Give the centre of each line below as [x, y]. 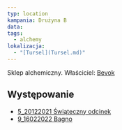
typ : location [28, 14]
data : [15, 27]
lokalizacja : [26, 46]
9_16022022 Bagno [45, 119]
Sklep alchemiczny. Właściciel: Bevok [61, 72]
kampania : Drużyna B [37, 20]
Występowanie [41, 95]
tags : [15, 33]
